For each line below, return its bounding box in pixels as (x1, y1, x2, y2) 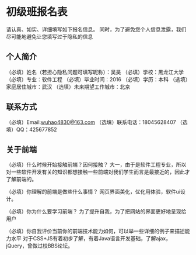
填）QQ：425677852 (6, 126, 57, 133)
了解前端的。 (6, 176, 37, 183)
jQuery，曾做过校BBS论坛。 (6, 242, 73, 249)
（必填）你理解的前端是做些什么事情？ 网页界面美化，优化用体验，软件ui (6, 188, 181, 195)
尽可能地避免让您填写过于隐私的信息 (6, 33, 93, 40)
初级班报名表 (6, 5, 68, 19)
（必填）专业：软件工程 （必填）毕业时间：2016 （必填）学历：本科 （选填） (6, 75, 188, 82)
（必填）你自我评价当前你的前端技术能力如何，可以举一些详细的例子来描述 (6, 228, 185, 235)
